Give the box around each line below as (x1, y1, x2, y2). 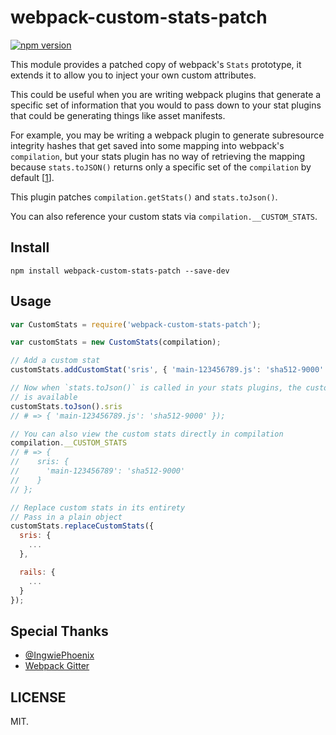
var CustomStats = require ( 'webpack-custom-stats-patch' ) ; (10, 319, 262, 330)
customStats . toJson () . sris (10, 401, 123, 411)
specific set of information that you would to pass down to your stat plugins (10, 99, 322, 111)
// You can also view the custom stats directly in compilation (10, 429, 284, 439)
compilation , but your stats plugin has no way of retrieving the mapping (10, 150, 306, 162)
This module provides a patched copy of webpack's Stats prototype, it (10, 58, 302, 70)
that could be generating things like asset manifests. (10, 109, 226, 121)
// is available (10, 392, 78, 402)
